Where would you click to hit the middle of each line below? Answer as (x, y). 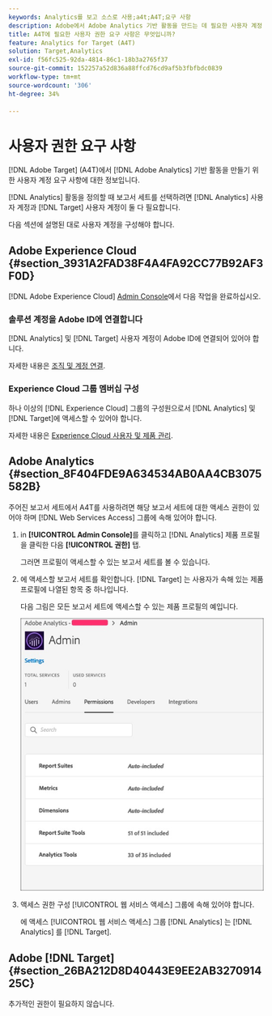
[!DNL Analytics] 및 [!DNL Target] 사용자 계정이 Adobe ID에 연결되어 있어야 (130, 338)
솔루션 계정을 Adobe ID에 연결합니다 (76, 320)
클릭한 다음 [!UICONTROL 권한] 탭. (85, 544)
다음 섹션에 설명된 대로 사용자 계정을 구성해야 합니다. (91, 225)
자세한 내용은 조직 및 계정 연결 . (57, 366)
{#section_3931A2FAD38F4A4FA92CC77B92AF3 (136, 263)
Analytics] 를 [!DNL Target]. (66, 932)
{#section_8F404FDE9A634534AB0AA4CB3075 (135, 474)
